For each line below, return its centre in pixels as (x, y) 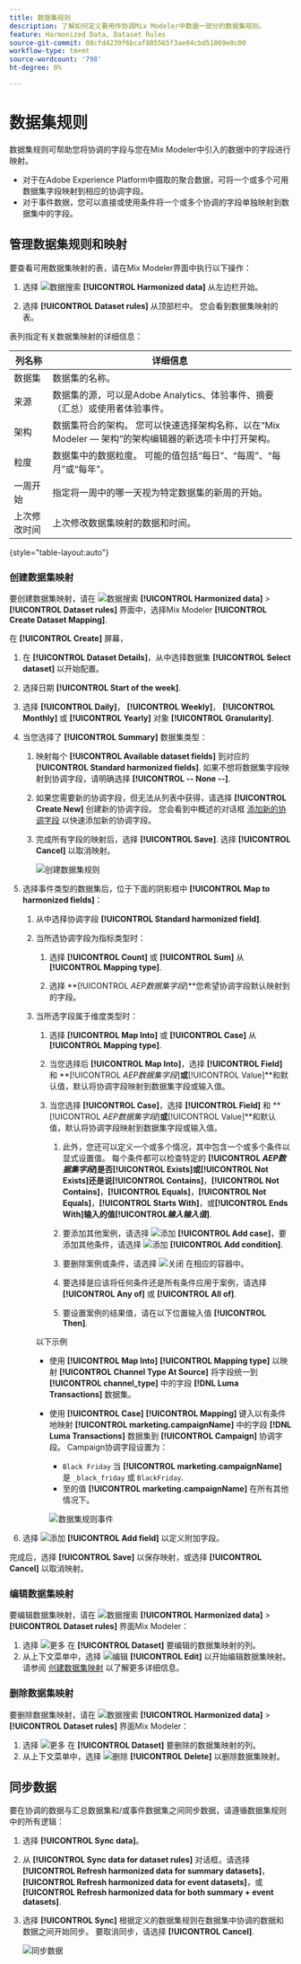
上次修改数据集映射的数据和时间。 (124, 523)
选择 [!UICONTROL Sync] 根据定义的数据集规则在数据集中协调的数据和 (153, 1920)
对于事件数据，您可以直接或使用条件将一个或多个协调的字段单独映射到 (152, 202)
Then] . (75, 1323)
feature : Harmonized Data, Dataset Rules (88, 34)
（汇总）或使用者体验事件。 (111, 408)
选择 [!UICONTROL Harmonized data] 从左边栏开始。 (142, 286)
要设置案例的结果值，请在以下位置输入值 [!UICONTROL (164, 1313)
